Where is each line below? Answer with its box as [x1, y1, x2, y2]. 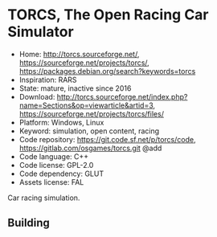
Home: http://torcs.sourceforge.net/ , [18, 49, 140, 59]
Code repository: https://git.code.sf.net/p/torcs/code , [18, 134, 196, 144]
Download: [18, 92, 55, 101]
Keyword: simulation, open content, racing [18, 126, 160, 136]
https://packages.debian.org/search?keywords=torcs [18, 66, 196, 76]
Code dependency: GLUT [18, 169, 104, 178]
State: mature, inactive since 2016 [18, 83, 132, 93]
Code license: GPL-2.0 [18, 160, 94, 170]
